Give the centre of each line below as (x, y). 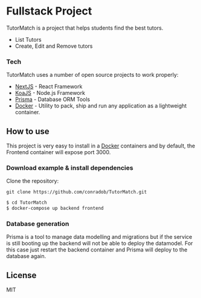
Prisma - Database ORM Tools (53, 99)
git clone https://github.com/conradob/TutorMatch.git (77, 192)
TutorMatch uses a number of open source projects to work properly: (92, 75)
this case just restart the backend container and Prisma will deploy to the (97, 250)
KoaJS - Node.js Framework (50, 93)
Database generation (38, 224)
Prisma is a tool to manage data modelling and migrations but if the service (99, 237)
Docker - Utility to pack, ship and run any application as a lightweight (101, 106)
